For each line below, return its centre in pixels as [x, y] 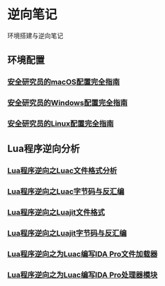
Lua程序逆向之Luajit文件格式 [56, 212]
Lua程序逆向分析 [44, 149]
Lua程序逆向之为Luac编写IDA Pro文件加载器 [82, 254]
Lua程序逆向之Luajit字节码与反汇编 [67, 233]
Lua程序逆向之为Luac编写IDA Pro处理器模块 [82, 275]
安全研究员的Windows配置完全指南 [68, 103]
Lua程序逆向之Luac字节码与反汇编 [66, 192]
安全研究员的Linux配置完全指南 [61, 123]
